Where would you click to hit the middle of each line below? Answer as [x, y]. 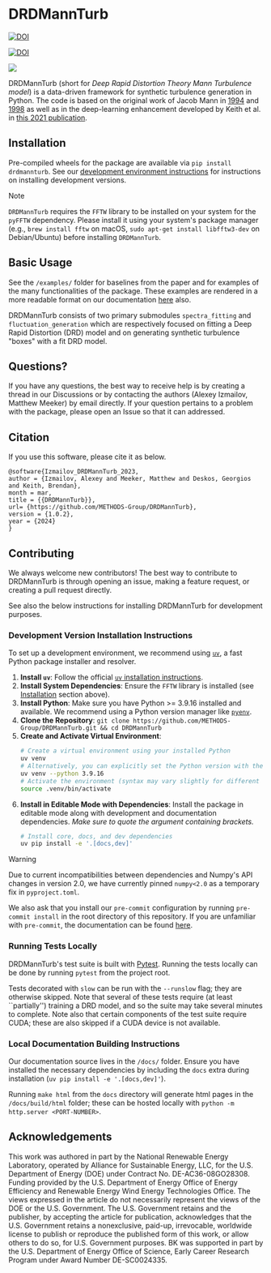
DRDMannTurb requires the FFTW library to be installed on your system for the [132, 211]
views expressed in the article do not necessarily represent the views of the [135, 1199]
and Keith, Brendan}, [45, 486]
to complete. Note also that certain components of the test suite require [127, 1014]
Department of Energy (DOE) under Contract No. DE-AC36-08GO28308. [129, 1173]
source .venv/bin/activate [66, 789]
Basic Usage [40, 263]
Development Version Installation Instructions [100, 635]
